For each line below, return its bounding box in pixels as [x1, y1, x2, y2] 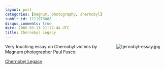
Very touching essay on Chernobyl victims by [5, 44, 98, 49]
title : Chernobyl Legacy [5, 30, 56, 35]
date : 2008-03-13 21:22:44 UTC [5, 26, 69, 31]
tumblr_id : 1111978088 [5, 16, 52, 21]
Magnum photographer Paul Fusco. [5, 49, 77, 55]
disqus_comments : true [5, 21, 52, 26]
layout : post [5, 7, 32, 12]
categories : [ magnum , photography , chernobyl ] [5, 12, 102, 17]
